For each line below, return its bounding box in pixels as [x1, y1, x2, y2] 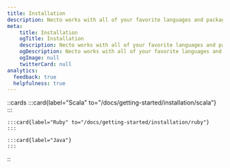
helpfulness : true [13, 80, 66, 87]
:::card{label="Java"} [7, 137, 72, 144]
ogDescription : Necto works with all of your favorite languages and [19, 48, 222, 55]
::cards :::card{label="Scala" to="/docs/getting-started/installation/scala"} [7, 98, 217, 107]
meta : [7, 23, 23, 29]
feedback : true [13, 73, 57, 81]
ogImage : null [19, 55, 60, 61]
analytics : [7, 67, 38, 74]
